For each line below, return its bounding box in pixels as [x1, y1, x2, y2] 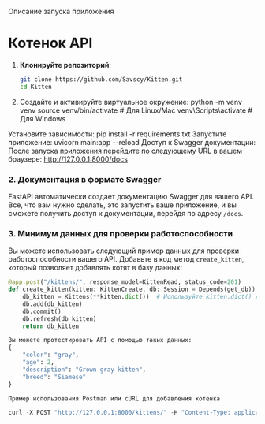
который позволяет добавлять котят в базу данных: [8, 263, 183, 273]
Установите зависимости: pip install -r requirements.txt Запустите [8, 129, 227, 139]
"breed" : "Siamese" [22, 373, 87, 381]
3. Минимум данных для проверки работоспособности [8, 228, 233, 239]
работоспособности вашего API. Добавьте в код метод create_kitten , [8, 255, 244, 264]
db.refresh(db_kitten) [22, 314, 97, 322]
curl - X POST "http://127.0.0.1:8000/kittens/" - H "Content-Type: [8, 409, 231, 417]
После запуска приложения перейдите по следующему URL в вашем [8, 146, 243, 155]
